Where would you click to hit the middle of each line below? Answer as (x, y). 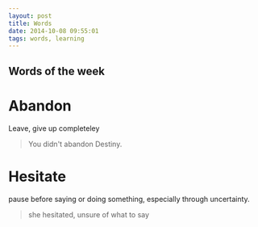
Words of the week (56, 71)
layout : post (30, 16)
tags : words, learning (46, 38)
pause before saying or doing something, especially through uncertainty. (129, 199)
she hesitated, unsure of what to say (89, 214)
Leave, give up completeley (54, 128)
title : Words (30, 23)
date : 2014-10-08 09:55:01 (54, 31)
